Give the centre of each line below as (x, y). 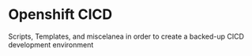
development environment (51, 44)
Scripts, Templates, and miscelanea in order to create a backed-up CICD (126, 36)
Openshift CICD (60, 15)
